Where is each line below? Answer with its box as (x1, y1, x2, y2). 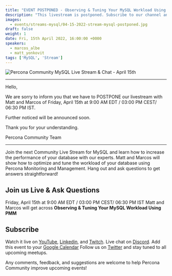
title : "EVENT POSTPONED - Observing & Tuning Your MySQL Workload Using (5, 7, 166, 13)
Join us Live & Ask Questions (5, 185, 100, 195)
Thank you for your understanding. (5, 124, 79, 131)
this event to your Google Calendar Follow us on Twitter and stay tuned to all (5, 244, 166, 250)
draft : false (5, 27, 33, 32)
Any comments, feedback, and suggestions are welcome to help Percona (5, 260, 160, 265)
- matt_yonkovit (10, 50, 45, 55)
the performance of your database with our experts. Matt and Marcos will (5, 155, 160, 161)
